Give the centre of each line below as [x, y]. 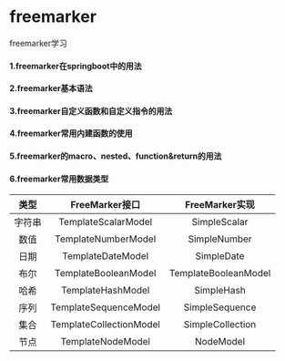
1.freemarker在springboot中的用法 [76, 66]
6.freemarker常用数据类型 [59, 179]
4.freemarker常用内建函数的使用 [71, 133]
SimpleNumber [220, 239]
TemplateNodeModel [105, 342]
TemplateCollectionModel [106, 325]
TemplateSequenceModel [106, 307]
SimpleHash [220, 291]
